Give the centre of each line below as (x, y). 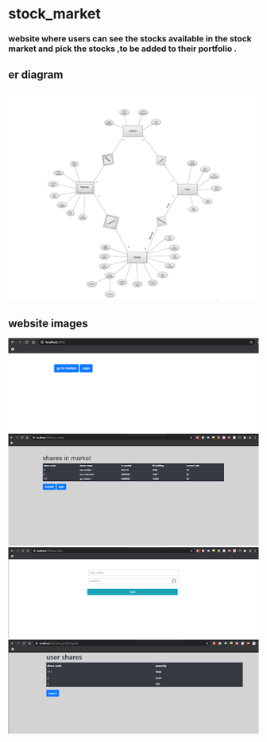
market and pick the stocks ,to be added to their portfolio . (122, 49)
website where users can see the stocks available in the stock (130, 39)
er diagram (36, 74)
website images (48, 323)
